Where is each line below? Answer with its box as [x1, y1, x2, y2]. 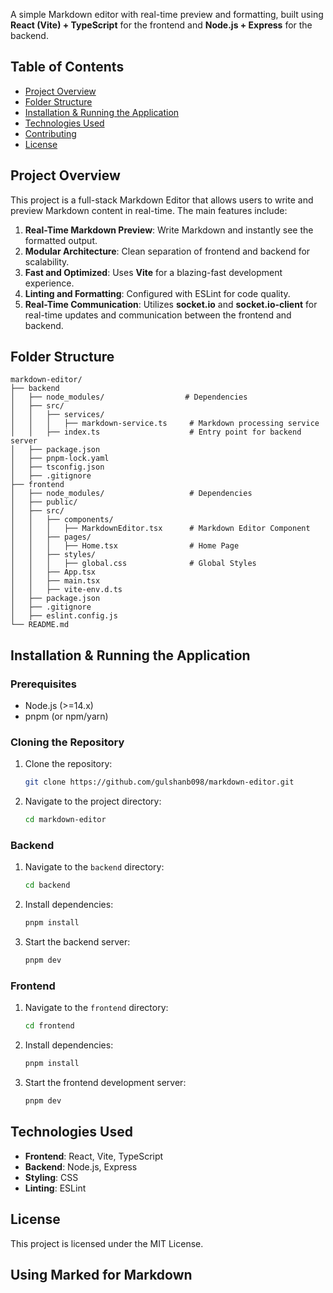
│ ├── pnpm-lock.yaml [10, 454, 110, 464]
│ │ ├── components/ [10, 515, 114, 525]
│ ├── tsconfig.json [10, 462, 105, 473]
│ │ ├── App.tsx [10, 567, 97, 578]
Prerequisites [10, 677, 77, 691]
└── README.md [10, 620, 70, 630]
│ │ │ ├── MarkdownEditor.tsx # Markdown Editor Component [10, 524, 311, 534]
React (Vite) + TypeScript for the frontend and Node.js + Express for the [10, 19, 313, 31]
